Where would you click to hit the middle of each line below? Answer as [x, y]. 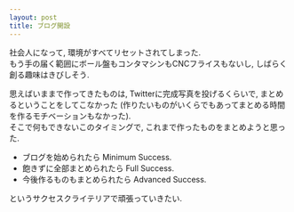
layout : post [33, 17]
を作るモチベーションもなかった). [70, 116]
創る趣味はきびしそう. [50, 74]
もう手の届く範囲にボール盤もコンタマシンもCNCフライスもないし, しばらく [148, 63]
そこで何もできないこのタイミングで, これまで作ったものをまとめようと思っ [147, 126]
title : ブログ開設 [40, 26]
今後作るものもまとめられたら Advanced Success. [114, 179]
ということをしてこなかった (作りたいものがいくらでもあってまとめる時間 [151, 104]
